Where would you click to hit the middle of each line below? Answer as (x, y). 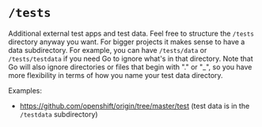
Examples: (25, 90)
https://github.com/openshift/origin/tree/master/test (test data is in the (135, 106)
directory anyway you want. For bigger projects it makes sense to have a (127, 42)
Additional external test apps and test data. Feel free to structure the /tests (131, 33)
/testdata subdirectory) (59, 114)
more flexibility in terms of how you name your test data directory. (116, 75)
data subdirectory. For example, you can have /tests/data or (108, 50)
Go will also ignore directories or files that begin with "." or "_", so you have (130, 67)
